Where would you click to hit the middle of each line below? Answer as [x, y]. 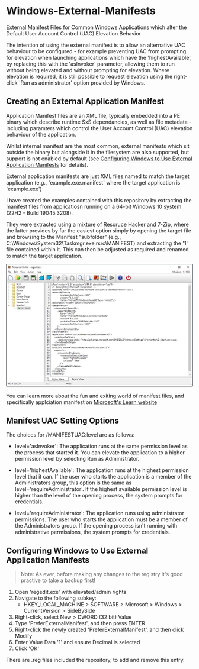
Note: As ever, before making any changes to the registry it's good [102, 574]
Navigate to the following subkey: [55, 598]
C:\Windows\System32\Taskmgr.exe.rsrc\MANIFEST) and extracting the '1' [97, 243]
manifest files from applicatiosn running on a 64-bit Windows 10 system [94, 206]
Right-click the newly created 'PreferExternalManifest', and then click [99, 630]
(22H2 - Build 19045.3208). [39, 213]
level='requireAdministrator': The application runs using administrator [99, 513]
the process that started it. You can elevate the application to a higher [100, 453]
